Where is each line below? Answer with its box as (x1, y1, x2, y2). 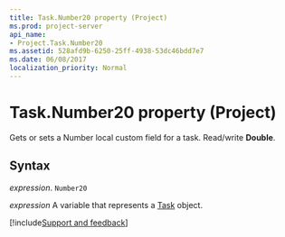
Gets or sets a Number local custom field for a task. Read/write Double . (9, 132, 276, 142)
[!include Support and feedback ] (9, 217, 128, 228)
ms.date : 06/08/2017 (9, 55, 88, 64)
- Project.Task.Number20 (9, 38, 103, 48)
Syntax (9, 159, 51, 174)
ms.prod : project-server (9, 22, 103, 31)
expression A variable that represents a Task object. (9, 199, 204, 210)
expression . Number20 (9, 182, 88, 193)
